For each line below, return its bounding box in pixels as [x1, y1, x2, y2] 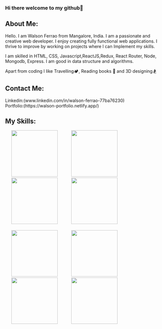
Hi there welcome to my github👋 [5, 4, 83, 11]
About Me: [5, 20, 39, 28]
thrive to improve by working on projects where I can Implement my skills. [5, 43, 156, 49]
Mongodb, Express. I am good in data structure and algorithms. [5, 58, 134, 64]
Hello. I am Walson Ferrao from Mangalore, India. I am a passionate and [5, 33, 151, 39]
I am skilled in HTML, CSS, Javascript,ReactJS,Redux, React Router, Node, [5, 53, 157, 59]
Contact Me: [5, 84, 44, 93]
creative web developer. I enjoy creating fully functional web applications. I [5, 38, 158, 44]
